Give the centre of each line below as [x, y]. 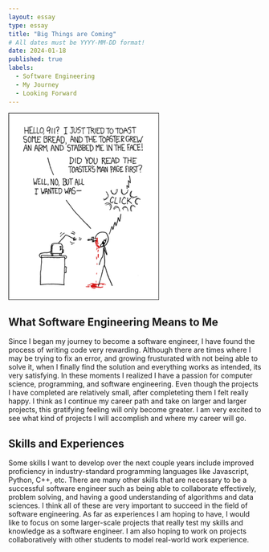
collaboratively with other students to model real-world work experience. [129, 540]
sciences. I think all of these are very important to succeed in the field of [128, 505]
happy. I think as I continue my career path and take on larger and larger [128, 401]
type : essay [28, 25]
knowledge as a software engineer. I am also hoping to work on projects [128, 531]
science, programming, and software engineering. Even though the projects [133, 384]
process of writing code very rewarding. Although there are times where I [130, 350]
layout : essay [32, 17]
